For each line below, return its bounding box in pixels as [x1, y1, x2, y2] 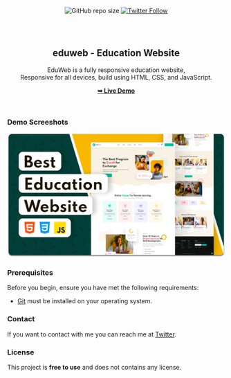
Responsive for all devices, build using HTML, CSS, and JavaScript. [20, 73, 212, 81]
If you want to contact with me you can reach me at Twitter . [7, 330, 176, 339]
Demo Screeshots [7, 117, 68, 127]
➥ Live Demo [97, 87, 136, 95]
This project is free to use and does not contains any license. [7, 363, 182, 371]
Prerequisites [7, 267, 53, 277]
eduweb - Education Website [53, 47, 180, 59]
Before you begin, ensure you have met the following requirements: [7, 284, 199, 292]
